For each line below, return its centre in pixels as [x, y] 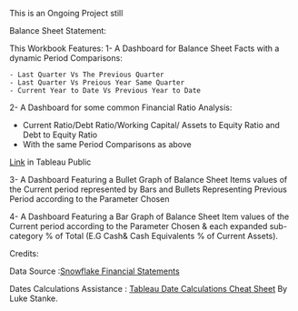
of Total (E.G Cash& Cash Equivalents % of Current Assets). [167, 236]
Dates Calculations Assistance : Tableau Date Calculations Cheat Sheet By [149, 289]
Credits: [24, 253]
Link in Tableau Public [50, 162]
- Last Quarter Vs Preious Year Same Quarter [97, 83]
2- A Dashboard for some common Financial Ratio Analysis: [121, 107]
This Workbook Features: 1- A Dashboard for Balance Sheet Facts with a [144, 48]
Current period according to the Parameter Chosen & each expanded [139, 226]
